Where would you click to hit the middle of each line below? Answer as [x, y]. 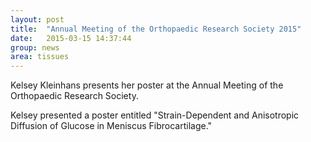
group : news [35, 47]
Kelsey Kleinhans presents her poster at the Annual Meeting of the [147, 85]
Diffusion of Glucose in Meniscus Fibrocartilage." [111, 126]
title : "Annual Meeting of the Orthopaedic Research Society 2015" [156, 29]
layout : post [37, 19]
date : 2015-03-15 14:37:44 [71, 38]
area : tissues [40, 57]
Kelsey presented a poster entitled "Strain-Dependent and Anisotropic [155, 115]
